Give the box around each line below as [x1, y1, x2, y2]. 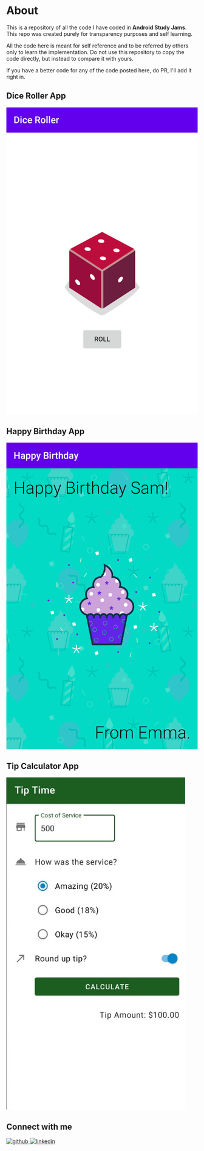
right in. [6, 73, 25, 80]
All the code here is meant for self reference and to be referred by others [6, 42, 189, 49]
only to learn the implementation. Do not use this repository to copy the [6, 48, 185, 55]
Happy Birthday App [6, 426, 85, 437]
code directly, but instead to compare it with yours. [6, 55, 134, 62]
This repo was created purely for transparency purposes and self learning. [6, 30, 193, 37]
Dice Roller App [6, 91, 66, 101]
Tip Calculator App [6, 761, 79, 771]
